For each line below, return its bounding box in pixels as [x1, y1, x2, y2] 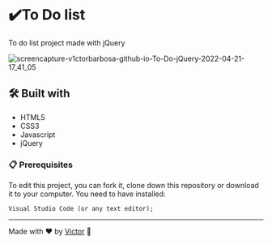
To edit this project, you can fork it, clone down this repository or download [8, 181, 259, 190]
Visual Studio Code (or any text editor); [8, 205, 154, 213]
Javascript [19, 130, 56, 139]
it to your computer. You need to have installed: [8, 189, 166, 199]
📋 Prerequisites [8, 159, 73, 170]
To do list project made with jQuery [8, 37, 125, 48]
